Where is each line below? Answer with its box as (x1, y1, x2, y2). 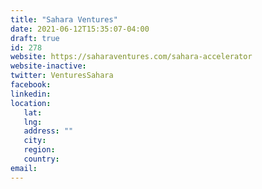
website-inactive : (10, 61, 87, 71)
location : (10, 98, 52, 108)
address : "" (23, 126, 74, 136)
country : (23, 154, 60, 164)
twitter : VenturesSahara (10, 71, 114, 81)
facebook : (10, 80, 52, 90)
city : (23, 136, 47, 146)
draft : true (10, 33, 60, 43)
